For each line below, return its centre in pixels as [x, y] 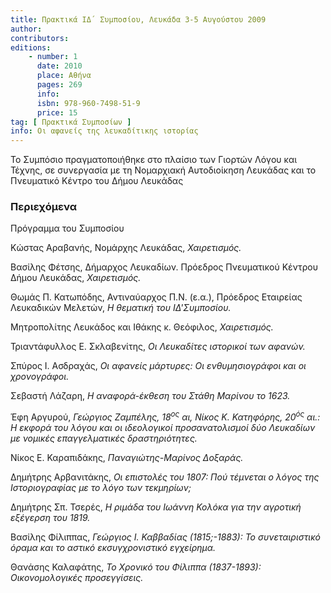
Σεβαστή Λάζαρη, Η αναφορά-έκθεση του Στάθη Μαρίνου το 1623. [150, 396]
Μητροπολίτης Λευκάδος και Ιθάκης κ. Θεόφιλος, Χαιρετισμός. [142, 327]
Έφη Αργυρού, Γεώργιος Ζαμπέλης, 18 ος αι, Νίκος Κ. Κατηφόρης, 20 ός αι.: [165, 416]
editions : [31, 47]
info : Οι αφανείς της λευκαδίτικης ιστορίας [104, 131]
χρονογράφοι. [40, 377]
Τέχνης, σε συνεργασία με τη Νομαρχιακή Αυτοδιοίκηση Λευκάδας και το [163, 170]
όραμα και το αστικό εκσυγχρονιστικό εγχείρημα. [113, 548]
